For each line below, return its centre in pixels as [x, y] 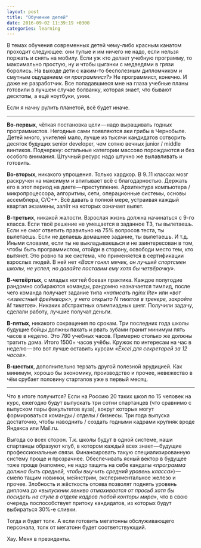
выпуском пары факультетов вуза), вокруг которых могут [81, 409]
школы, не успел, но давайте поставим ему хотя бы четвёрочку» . [91, 269]
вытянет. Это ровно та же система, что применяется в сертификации [95, 256]
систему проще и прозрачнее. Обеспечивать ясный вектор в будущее [97, 459]
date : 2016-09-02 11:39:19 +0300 [48, 23]
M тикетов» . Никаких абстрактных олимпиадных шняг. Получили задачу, [100, 306]
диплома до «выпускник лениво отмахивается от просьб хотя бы [91, 491]
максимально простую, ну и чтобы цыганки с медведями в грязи [90, 64]
